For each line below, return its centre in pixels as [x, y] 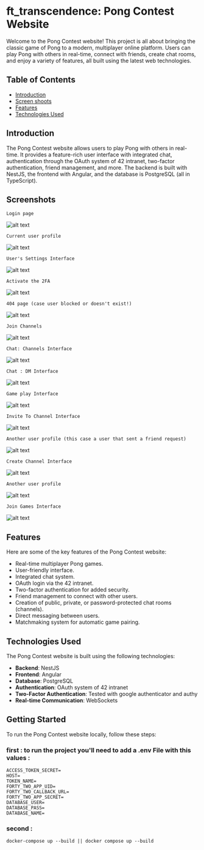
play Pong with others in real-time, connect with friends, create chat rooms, [101, 54]
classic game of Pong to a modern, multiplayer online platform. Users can [98, 48]
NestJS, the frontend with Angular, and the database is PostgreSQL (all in [98, 174]
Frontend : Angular [38, 674]
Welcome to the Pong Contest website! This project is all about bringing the [101, 41]
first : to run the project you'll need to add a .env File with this [99, 750]
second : [19, 829]
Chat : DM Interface [33, 372]
